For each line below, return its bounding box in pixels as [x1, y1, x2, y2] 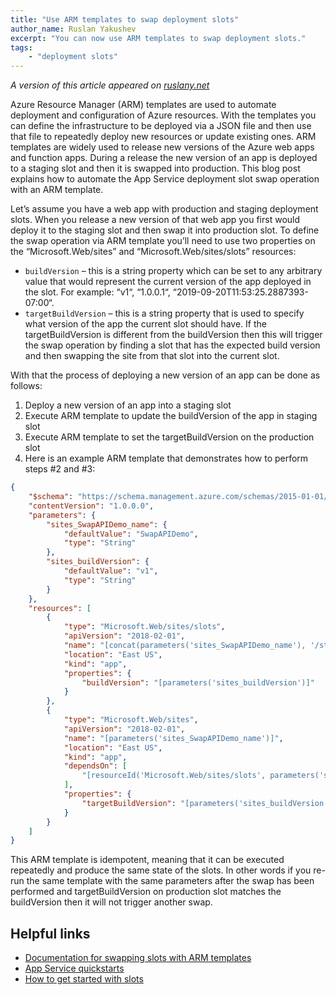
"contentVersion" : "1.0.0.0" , [28, 501, 155, 511]
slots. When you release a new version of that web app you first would [10, 214, 301, 226]
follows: [10, 380, 43, 392]
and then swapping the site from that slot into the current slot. [24, 350, 280, 362]
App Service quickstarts [24, 962, 125, 975]
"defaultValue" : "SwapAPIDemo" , [63, 529, 199, 539]
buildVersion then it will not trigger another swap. [10, 896, 213, 908]
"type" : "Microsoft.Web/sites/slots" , [63, 622, 226, 632]
